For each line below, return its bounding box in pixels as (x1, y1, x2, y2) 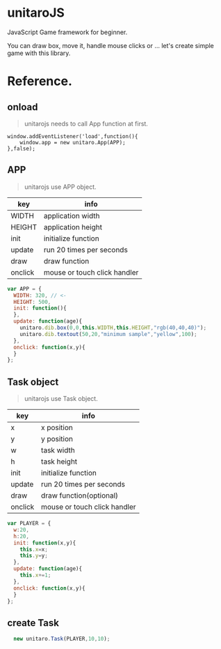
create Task (7, 617, 59, 629)
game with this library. (7, 49, 71, 57)
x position (40, 423, 73, 433)
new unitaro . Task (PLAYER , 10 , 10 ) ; (13, 636, 110, 643)
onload (7, 101, 38, 113)
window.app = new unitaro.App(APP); (19, 139, 126, 146)
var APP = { (7, 285, 42, 292)
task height (40, 457, 78, 466)
